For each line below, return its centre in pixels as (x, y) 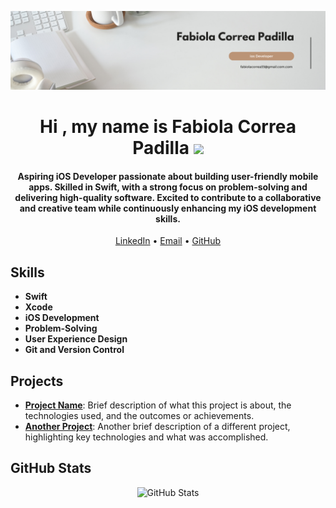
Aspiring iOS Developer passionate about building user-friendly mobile (168, 176)
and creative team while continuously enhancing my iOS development (168, 208)
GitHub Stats (51, 468)
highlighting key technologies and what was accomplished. (146, 437)
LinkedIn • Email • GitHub (168, 241)
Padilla (161, 148)
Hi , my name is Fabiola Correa (168, 127)
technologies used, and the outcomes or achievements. (139, 416)
